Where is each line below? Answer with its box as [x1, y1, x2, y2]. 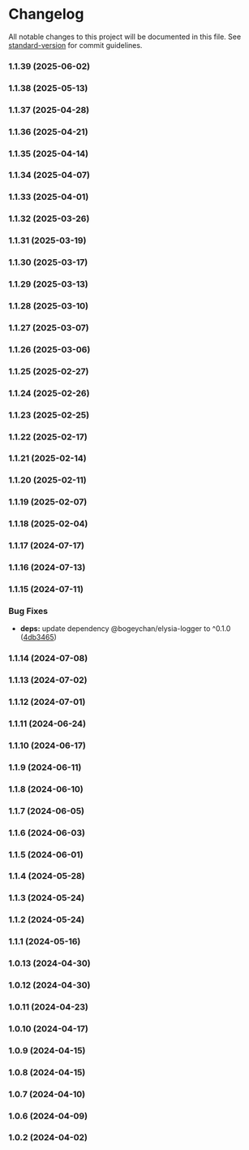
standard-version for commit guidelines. [8, 40, 143, 50]
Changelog [8, 5, 84, 24]
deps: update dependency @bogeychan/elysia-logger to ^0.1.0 [19, 624, 231, 633]
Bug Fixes [8, 605, 49, 616]
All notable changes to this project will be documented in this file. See [8, 32, 242, 41]
